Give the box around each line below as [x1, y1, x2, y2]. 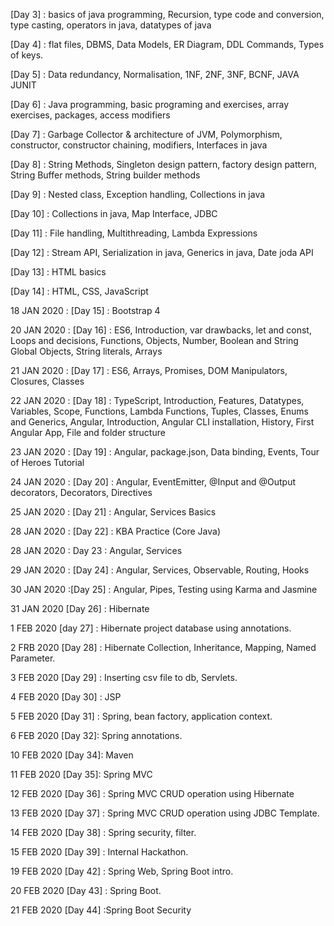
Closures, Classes [10, 375, 85, 387]
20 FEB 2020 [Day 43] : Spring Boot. [10, 885, 162, 896]
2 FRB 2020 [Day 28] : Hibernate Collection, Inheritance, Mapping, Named [10, 642, 317, 653]
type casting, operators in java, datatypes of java [10, 19, 212, 31]
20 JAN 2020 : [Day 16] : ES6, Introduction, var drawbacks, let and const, [10, 324, 312, 336]
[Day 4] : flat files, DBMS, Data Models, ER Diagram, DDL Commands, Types [10, 39, 325, 50]
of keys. [10, 49, 44, 61]
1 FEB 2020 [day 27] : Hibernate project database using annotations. [10, 622, 292, 634]
